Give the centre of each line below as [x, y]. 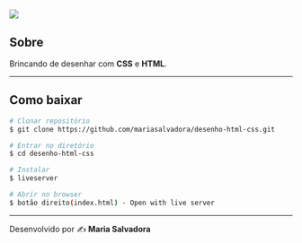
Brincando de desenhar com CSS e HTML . [89, 64]
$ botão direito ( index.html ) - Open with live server [112, 203]
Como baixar [46, 100]
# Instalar [30, 170]
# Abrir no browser [46, 195]
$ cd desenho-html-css [52, 154]
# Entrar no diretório [52, 145]
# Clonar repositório [50, 121]
